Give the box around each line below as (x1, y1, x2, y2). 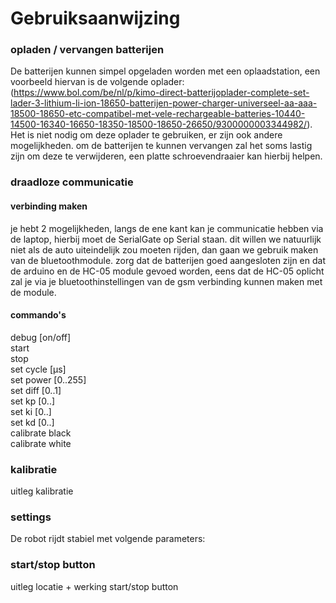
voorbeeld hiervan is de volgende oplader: (10, 76, 185, 88)
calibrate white (10, 437, 72, 449)
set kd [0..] (10, 416, 55, 428)
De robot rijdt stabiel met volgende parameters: (10, 533, 206, 545)
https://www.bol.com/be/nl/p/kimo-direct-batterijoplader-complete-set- (13, 87, 310, 99)
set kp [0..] (10, 395, 56, 407)
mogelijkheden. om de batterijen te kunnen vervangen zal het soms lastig (10, 140, 313, 152)
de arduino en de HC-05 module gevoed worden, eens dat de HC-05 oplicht (10, 265, 325, 277)
